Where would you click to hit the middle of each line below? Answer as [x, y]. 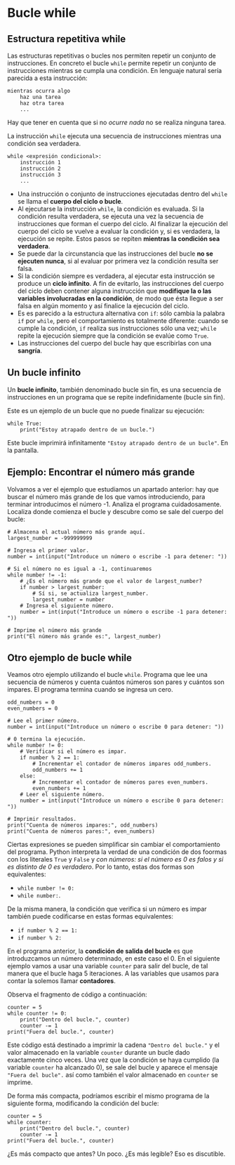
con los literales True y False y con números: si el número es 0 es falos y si [115, 860]
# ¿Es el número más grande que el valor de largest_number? [111, 581]
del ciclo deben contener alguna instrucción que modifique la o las [114, 291]
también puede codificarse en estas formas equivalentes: [90, 916]
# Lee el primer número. [43, 721]
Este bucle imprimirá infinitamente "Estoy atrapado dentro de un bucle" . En [118, 442]
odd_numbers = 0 [31, 703]
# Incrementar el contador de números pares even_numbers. [121, 782]
